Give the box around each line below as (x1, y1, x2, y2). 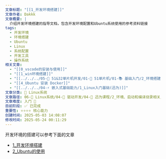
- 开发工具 (9, 53, 29, 58)
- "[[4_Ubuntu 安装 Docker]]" (9, 80, 70, 85)
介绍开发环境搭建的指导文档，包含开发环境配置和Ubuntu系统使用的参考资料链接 (9, 21, 148, 26)
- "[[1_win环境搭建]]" (9, 72, 53, 77)
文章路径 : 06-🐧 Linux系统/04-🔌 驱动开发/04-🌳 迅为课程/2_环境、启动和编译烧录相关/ (5, 94, 163, 99)
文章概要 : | (5, 16, 27, 21)
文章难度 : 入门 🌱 (5, 99, 37, 104)
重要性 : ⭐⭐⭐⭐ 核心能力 (5, 108, 48, 114)
